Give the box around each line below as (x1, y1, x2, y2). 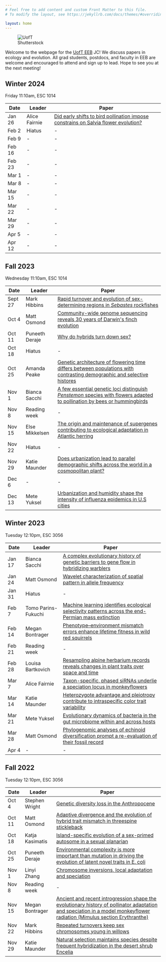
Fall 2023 (5, 262, 35, 271)
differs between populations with (57, 365, 134, 371)
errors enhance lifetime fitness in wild (62, 628, 150, 635)
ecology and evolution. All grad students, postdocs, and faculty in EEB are (5, 55, 156, 61)
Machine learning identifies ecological (62, 601, 152, 608)
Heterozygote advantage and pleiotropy (62, 691, 156, 698)
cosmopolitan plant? (57, 467, 105, 474)
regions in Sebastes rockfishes (86, 301, 159, 308)
